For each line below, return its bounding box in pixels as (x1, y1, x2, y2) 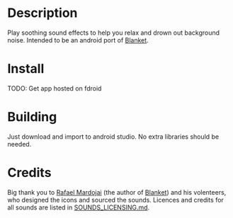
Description (7, 5, 78, 21)
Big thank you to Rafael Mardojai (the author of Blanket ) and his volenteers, (7, 188, 227, 196)
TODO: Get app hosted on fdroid (7, 84, 102, 93)
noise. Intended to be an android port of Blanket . (7, 35, 149, 44)
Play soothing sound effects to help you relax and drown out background (7, 28, 220, 37)
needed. (7, 139, 32, 148)
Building (7, 109, 57, 125)
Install (7, 61, 45, 77)
